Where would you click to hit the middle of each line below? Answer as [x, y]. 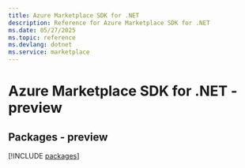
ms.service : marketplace [49, 52]
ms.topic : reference [42, 37]
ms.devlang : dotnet [40, 45]
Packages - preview [58, 137]
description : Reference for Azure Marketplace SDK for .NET [109, 23]
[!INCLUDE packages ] [44, 156]
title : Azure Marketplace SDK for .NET [74, 15]
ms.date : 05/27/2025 [42, 30]
